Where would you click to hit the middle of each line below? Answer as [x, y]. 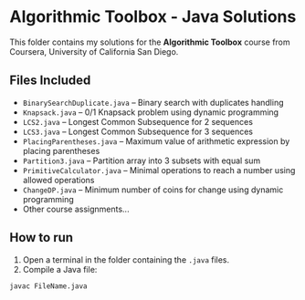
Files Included [50, 81]
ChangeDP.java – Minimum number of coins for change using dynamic [153, 190]
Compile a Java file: [60, 269]
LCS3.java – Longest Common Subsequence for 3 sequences [138, 131]
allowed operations [58, 180]
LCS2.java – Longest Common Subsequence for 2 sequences [138, 121]
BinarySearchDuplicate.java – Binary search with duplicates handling [153, 102]
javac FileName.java [49, 286]
